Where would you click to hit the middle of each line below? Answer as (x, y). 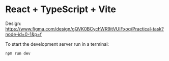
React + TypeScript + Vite (61, 9)
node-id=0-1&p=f (24, 34)
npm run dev (18, 53)
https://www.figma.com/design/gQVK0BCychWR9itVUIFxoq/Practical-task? (84, 28)
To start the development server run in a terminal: (57, 44)
